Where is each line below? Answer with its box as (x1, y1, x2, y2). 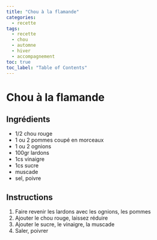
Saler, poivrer (14, 227, 49, 235)
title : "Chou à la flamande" (6, 8, 79, 15)
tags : (6, 25, 20, 32)
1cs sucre (14, 162, 39, 169)
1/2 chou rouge (14, 130, 53, 137)
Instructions (6, 192, 53, 202)
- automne (11, 43, 36, 49)
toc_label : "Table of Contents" (6, 64, 87, 71)
